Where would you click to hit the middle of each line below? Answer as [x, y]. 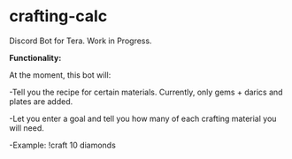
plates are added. [41, 101]
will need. [27, 128]
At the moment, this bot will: [60, 75]
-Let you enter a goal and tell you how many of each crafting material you [143, 118]
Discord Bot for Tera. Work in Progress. [81, 41]
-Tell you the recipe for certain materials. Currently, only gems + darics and [146, 92]
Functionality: [35, 57]
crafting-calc [58, 16]
